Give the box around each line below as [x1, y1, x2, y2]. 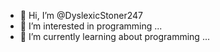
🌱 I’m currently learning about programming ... [19, 31, 210, 42]
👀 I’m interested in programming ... [19, 20, 163, 32]
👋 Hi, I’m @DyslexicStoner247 [19, 10, 143, 21]
